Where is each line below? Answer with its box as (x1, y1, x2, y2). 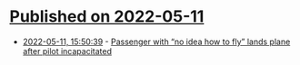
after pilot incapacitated (22, 45, 112, 56)
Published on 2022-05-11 (9, 6, 205, 27)
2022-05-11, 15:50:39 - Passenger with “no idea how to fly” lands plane (22, 36, 291, 47)
